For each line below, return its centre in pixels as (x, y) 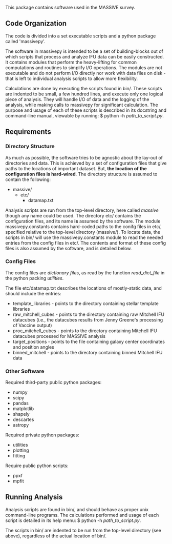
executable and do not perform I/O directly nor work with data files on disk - (86, 73)
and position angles (34, 347)
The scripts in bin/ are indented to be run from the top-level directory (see (83, 530)
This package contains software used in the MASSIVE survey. (70, 7)
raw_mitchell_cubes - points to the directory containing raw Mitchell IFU (89, 314)
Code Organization (36, 23)
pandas (21, 403)
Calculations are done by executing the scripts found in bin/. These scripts (84, 88)
